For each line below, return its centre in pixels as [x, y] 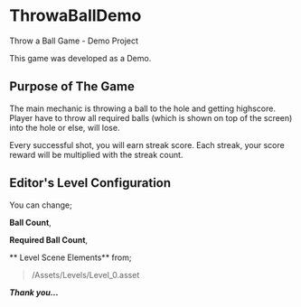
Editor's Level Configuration [90, 183]
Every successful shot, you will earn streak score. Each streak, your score [147, 144]
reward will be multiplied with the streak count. [96, 154]
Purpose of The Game [72, 87]
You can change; [41, 205]
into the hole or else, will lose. [65, 127]
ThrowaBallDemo [75, 16]
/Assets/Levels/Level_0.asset [85, 274]
